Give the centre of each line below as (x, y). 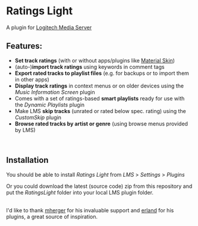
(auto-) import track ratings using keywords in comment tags (89, 67)
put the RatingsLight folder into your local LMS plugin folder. (80, 192)
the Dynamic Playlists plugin (50, 105)
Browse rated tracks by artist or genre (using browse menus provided (101, 124)
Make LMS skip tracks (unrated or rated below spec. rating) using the (100, 111)
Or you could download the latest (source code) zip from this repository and (99, 186)
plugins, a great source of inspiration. (52, 216)
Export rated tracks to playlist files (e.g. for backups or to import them (102, 73)
